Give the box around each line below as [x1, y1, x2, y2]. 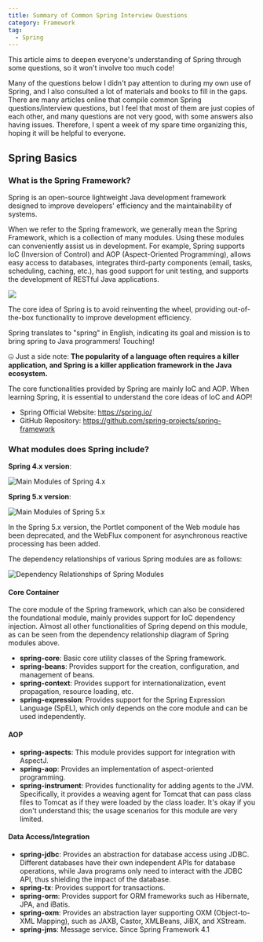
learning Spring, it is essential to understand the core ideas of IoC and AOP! [8, 392, 253, 401]
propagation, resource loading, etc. [19, 687, 134, 696]
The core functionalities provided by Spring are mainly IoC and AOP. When [8, 384, 250, 393]
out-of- [227, 304, 251, 314]
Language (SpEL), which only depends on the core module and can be [19, 703, 248, 713]
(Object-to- [213, 907, 250, 917]
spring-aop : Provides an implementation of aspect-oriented [19, 764, 214, 773]
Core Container [8, 587, 60, 597]
